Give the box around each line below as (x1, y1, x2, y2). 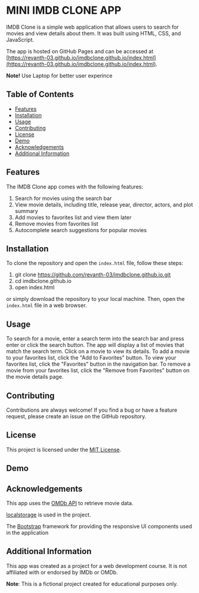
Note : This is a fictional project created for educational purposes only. (6, 580, 178, 587)
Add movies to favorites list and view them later (14, 214, 132, 221)
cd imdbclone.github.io (14, 278, 71, 285)
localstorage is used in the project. (6, 511, 91, 518)
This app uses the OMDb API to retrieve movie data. (6, 500, 134, 507)
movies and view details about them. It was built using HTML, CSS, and (6, 29, 181, 37)
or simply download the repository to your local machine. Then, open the (6, 296, 185, 303)
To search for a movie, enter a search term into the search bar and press (6, 335, 185, 342)
